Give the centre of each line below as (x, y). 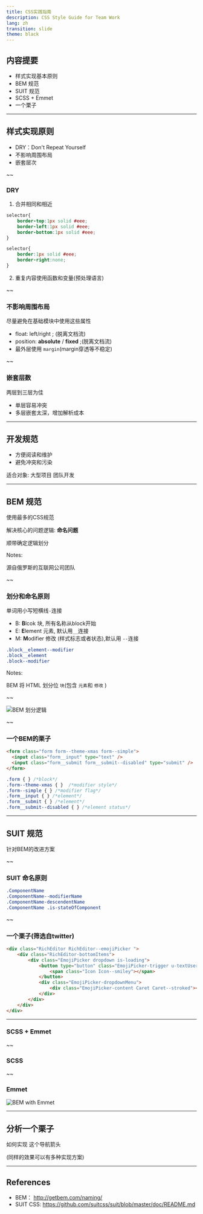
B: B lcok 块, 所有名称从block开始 (56, 623)
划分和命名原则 (28, 597)
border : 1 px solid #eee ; (47, 254)
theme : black (23, 34)
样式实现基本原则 (36, 75)
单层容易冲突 (31, 405)
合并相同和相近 (34, 204)
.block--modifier (28, 661)
